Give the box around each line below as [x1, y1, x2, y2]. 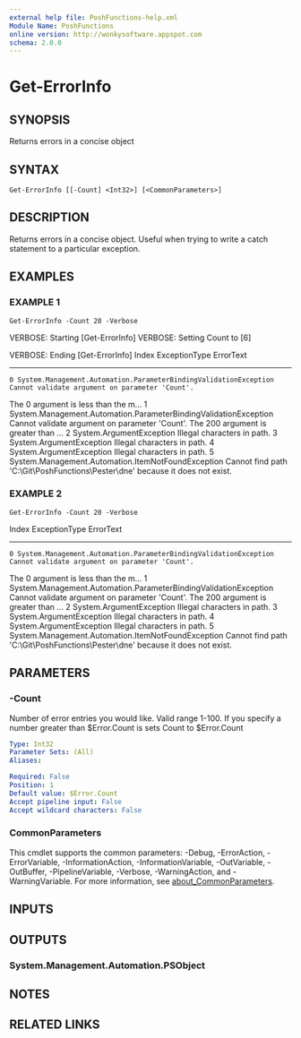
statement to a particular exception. [9, 243, 141, 253]
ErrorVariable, [9, 856, 61, 867]
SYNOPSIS [9, 112, 71, 127]
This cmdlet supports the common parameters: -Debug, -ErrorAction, [9, 847, 266, 858]
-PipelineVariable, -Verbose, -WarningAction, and [48, 866, 231, 877]
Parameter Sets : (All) [9, 748, 94, 757]
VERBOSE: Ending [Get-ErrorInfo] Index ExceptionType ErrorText [9, 349, 248, 360]
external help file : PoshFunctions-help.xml [9, 13, 178, 22]
